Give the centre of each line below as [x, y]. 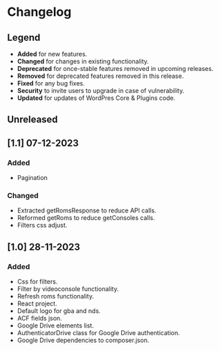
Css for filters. [37, 282]
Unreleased [33, 120]
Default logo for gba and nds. [59, 311]
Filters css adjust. [42, 225]
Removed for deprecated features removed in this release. [100, 76]
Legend [24, 38]
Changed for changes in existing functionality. [83, 61]
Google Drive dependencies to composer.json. [83, 340]
